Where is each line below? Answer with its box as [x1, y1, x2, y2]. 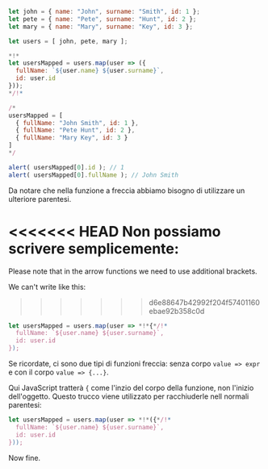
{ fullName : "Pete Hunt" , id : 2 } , [15, 126, 136, 135]
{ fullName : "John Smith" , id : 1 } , [15, 119, 139, 127]
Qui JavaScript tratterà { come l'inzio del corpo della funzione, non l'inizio [8, 383, 254, 393]
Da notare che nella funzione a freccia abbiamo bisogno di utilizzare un [8, 186, 245, 195]
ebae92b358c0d [149, 306, 205, 316]
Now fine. [8, 453, 41, 463]
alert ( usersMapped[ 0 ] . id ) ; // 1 [8, 163, 125, 171]
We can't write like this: [8, 282, 86, 291]
